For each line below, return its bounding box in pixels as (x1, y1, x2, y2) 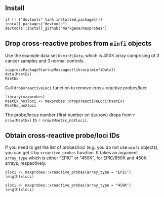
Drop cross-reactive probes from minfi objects (5, 39, 152, 48)
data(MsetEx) (5, 71, 32, 76)
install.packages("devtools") (5, 21, 68, 26)
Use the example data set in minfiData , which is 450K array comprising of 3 (5, 52, 160, 59)
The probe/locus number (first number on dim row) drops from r (5, 112, 135, 118)
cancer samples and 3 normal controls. (5, 58, 85, 64)
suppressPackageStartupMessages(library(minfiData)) (5, 67, 116, 72)
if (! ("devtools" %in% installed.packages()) (5, 17, 103, 22)
